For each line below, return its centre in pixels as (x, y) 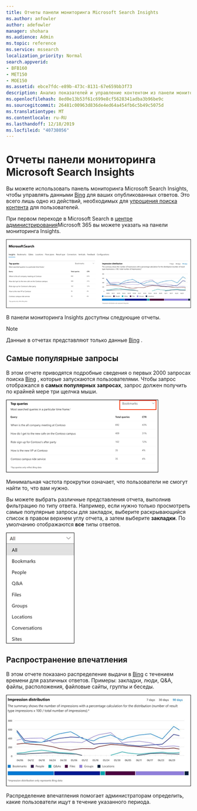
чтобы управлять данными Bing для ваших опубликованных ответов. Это (98, 195)
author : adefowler (28, 25)
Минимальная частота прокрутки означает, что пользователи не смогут (97, 482)
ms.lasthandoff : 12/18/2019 (40, 124)
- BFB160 (17, 68)
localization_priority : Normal (44, 56)
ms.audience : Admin (30, 37)
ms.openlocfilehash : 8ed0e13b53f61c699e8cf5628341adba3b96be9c (85, 99)
